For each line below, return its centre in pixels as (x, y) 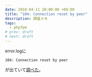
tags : (10, 23)
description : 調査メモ (26, 18)
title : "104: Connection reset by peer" (46, 14)
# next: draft (19, 37)
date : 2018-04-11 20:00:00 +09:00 (40, 9)
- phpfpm (18, 28)
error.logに (16, 51)
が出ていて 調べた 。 (24, 69)
